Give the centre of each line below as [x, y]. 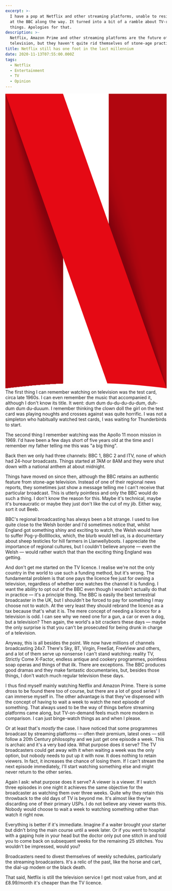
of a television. [21, 633]
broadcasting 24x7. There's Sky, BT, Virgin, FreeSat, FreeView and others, [83, 648]
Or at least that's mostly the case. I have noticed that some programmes [81, 728]
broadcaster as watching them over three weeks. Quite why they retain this [84, 793]
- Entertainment [27, 70]
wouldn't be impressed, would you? [43, 846]
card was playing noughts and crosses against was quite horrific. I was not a [86, 414]
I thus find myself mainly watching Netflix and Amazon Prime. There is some [86, 685]
